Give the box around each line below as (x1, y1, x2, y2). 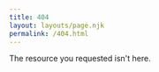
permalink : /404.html (9, 29, 89, 38)
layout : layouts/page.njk (9, 21, 104, 30)
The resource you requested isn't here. (9, 54, 152, 64)
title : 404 (9, 12, 49, 22)
